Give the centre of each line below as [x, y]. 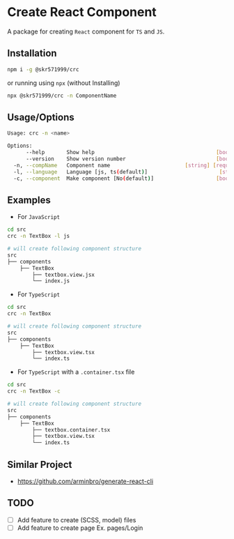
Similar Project [40, 464]
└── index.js [51, 281]
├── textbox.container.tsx [71, 430]
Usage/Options [41, 117]
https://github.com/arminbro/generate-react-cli [85, 481]
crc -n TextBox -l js [39, 236]
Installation [32, 53]
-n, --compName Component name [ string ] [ [115, 165]
